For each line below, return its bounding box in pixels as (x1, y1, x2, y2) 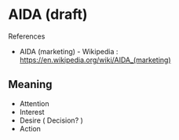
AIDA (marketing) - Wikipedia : (19, 46, 119, 56)
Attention (19, 98, 49, 108)
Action (19, 123, 42, 133)
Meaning (8, 78, 53, 91)
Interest (19, 107, 45, 116)
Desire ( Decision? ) (19, 116, 84, 125)
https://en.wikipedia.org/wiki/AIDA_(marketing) (19, 55, 171, 64)
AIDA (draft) (8, 6, 88, 24)
